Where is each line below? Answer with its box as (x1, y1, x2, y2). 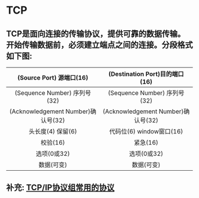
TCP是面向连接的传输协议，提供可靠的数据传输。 (6, 28, 185, 39)
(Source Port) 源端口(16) (17, 74, 89, 82)
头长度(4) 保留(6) (28, 127, 78, 135)
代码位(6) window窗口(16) (109, 127, 184, 135)
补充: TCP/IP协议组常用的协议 (6, 183, 115, 193)
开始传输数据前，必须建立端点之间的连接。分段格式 (6, 40, 193, 50)
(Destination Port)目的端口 (108, 70, 184, 78)
